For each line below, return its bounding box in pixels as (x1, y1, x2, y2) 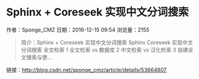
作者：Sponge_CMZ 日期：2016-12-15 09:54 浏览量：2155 (6, 26, 149, 33)
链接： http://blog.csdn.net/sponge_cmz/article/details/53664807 (6, 66, 167, 73)
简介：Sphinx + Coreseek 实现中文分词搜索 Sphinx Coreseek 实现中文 (20, 39, 193, 46)
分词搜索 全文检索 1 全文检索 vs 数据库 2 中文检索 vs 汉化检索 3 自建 (20, 46, 188, 53)
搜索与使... (26, 53, 52, 61)
